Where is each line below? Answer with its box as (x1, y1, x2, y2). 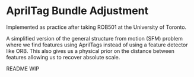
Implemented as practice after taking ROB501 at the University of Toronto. (6, 24, 187, 31)
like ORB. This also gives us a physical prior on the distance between (6, 47, 175, 54)
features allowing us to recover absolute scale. (6, 53, 120, 61)
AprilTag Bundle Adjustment (6, 4, 149, 18)
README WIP (6, 65, 40, 72)
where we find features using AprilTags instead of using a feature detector (6, 41, 188, 48)
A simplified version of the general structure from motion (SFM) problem (6, 35, 183, 42)
